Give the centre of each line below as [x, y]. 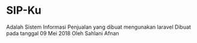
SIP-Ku [24, 10]
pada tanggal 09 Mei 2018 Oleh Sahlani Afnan [63, 33]
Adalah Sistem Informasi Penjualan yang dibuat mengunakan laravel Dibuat [99, 27]
